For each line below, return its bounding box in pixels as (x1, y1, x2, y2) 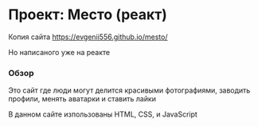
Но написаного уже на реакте (8, 47, 110, 57)
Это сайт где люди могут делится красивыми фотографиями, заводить (8, 85, 251, 95)
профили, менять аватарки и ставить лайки (8, 94, 157, 104)
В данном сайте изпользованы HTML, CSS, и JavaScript (8, 109, 197, 119)
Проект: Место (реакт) (8, 6, 167, 24)
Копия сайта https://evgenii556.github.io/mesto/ (8, 32, 168, 42)
